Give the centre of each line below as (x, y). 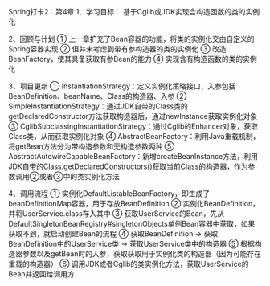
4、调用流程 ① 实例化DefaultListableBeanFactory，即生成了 (109, 194)
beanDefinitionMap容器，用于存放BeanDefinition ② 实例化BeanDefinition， (134, 204)
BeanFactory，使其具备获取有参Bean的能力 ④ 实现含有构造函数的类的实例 (133, 59)
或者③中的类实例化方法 (79, 176)
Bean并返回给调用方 (41, 274)
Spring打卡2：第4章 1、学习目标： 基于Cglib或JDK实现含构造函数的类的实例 (134, 12)
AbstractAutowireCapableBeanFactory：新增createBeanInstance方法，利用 (133, 156)
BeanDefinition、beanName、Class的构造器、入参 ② (98, 96)
